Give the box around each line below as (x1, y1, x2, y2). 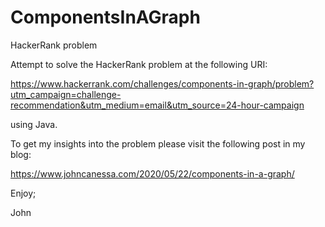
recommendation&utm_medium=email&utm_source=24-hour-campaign (10, 99, 305, 111)
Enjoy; (10, 187, 37, 199)
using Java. (10, 118, 58, 130)
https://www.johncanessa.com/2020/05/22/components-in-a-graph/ (10, 167, 295, 180)
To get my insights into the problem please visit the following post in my (10, 137, 306, 150)
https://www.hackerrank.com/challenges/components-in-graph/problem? (10, 77, 315, 90)
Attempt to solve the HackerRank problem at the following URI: (10, 58, 268, 70)
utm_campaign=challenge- (10, 88, 122, 100)
